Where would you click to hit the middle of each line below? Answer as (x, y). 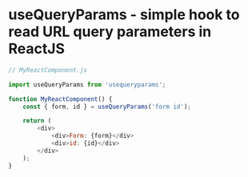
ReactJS (37, 49)
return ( (37, 121)
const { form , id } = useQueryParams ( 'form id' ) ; (107, 107)
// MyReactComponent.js (48, 70)
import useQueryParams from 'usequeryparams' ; (87, 84)
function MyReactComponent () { (60, 99)
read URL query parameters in (110, 32)
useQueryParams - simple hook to (124, 15)
